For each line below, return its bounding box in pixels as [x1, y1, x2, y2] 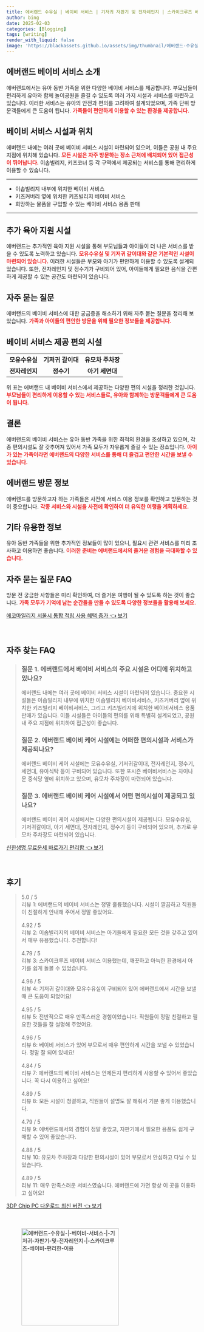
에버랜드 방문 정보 [6, 478, 69, 488]
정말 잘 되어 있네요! [29, 1049, 75, 1056]
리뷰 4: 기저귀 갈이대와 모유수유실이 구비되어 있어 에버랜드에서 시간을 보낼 [21, 985, 197, 992]
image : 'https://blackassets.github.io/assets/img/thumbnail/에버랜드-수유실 [6, 43, 199, 49]
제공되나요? [21, 745, 54, 753]
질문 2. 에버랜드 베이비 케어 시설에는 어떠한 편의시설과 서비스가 [21, 736, 194, 744]
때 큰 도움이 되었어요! [21, 992, 72, 1000]
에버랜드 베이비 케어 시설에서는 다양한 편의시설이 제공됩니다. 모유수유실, [21, 816, 192, 823]
